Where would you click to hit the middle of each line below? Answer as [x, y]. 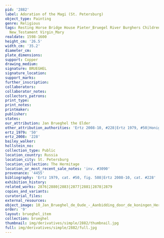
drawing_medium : [21, 64]
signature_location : [26, 73]
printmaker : [17, 110]
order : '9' [16, 210]
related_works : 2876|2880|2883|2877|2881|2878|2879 [59, 187]
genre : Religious [23, 23]
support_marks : [20, 78]
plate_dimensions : [24, 55]
